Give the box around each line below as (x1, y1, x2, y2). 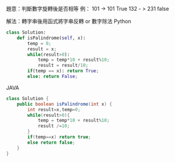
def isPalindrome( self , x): (17, 35, 86, 41)
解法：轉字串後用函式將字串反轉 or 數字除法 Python (6, 18, 132, 25)
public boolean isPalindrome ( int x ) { (17, 101, 112, 107)
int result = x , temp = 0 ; (27, 106, 81, 112)
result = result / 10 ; (37, 63, 89, 69)
